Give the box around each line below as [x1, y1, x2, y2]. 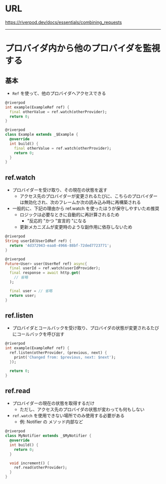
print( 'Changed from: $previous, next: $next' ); [14, 355, 116, 360]
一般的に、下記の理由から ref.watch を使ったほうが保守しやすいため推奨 [12, 205, 160, 211]
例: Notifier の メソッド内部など [19, 419, 83, 425]
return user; [9, 293, 37, 298]
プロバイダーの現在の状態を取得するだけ [12, 401, 95, 406]
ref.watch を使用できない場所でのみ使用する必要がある [12, 413, 125, 419]
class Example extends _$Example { [5, 132, 79, 137]
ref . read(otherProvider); [14, 465, 68, 470]
